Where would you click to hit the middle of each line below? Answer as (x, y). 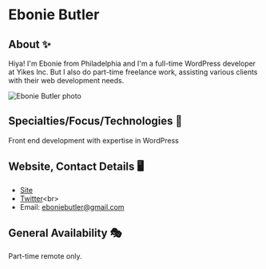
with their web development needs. (66, 80)
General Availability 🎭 (65, 233)
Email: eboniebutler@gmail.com (72, 207)
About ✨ (30, 44)
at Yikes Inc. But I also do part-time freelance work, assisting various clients (133, 72)
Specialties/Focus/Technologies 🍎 (95, 121)
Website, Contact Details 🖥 (76, 167)
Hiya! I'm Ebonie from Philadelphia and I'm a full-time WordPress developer (132, 63)
